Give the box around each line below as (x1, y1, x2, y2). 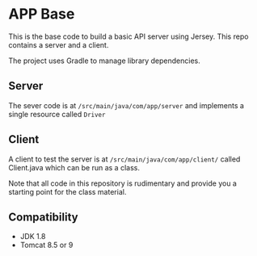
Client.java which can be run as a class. (8, 162, 140, 172)
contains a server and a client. (8, 40, 109, 49)
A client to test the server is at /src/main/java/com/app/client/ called (8, 154, 241, 164)
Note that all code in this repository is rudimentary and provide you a (8, 178, 237, 188)
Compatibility (8, 210, 78, 224)
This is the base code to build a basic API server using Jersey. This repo (8, 31, 249, 41)
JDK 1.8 (19, 232, 46, 241)
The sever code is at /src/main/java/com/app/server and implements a (8, 100, 245, 110)
